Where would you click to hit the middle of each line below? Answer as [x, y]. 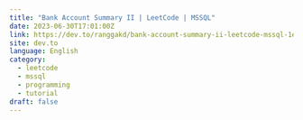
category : [28, 60]
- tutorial [38, 93]
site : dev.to [34, 43]
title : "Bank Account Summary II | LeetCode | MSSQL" [113, 18]
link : [19, 34]
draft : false [34, 102]
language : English [44, 51]
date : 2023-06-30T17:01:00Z [62, 26]
